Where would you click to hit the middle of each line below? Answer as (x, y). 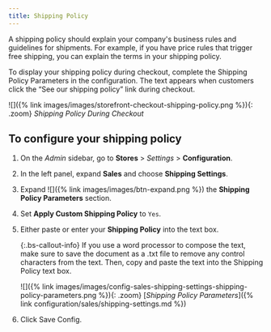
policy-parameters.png (58, 296)
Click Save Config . (51, 320)
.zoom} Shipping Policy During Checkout (76, 113)
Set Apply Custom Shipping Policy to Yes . (91, 214)
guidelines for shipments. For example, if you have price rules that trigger (131, 47)
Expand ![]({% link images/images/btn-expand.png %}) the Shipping (135, 189)
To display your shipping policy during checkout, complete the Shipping (128, 72)
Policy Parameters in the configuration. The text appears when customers (131, 80)
